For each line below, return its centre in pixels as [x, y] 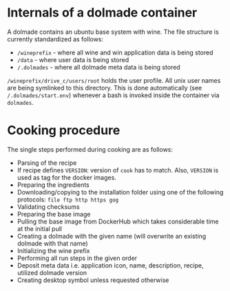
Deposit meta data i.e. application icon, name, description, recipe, [111, 265]
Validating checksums [49, 207]
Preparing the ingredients [53, 185]
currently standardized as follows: [55, 39]
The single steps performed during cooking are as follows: [90, 149]
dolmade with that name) [52, 243]
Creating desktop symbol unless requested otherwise [93, 280]
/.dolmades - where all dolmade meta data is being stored [98, 67]
